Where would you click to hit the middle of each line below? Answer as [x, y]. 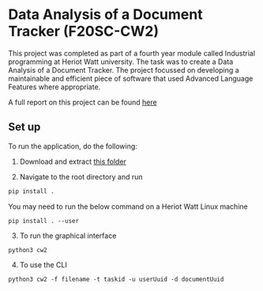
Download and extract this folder [73, 161]
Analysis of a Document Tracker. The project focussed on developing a [124, 70]
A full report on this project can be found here [83, 102]
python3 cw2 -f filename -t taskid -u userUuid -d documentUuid [116, 279]
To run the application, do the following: [73, 146]
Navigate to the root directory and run [81, 176]
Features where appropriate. [54, 87]
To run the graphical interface [68, 236]
